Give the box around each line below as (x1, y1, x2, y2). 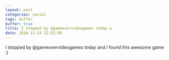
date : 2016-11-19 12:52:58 (5, 30, 62, 35)
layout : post (5, 7, 33, 12)
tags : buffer (5, 16, 33, 21)
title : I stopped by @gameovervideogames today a (5, 26, 112, 31)
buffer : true (5, 21, 33, 26)
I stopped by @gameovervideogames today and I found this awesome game (5, 44, 164, 50)
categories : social (5, 12, 47, 17)
